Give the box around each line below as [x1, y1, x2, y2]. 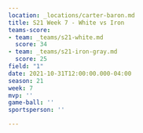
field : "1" [8, 63, 44, 70]
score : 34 [15, 41, 47, 49]
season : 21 [8, 77, 44, 84]
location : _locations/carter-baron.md [8, 11, 135, 20]
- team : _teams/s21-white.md [8, 33, 104, 41]
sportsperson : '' [8, 106, 65, 114]
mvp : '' [8, 92, 34, 99]
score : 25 [15, 56, 47, 63]
